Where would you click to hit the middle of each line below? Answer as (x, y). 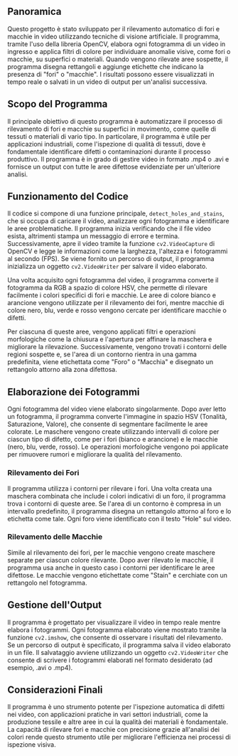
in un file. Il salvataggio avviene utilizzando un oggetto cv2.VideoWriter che (118, 652)
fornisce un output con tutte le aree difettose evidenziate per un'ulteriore (114, 166)
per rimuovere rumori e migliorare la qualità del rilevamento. (95, 454)
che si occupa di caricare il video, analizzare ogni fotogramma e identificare (118, 221)
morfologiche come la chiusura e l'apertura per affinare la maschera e (110, 339)
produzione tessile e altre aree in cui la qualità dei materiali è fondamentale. (118, 722)
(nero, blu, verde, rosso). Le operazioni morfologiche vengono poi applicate (118, 447)
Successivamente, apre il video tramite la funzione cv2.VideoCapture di (111, 244)
